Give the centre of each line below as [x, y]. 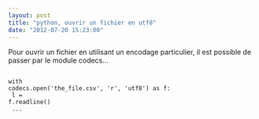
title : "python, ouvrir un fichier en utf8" [82, 23]
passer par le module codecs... [58, 60]
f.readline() [30, 103]
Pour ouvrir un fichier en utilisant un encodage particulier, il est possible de [130, 52]
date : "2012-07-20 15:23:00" [56, 30]
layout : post [30, 15]
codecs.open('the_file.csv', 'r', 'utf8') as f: [89, 88]
